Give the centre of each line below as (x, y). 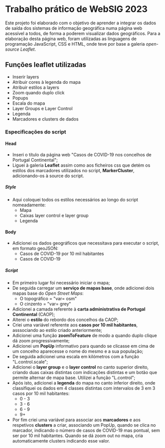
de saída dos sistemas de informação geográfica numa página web (74, 28)
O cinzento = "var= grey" (45, 304)
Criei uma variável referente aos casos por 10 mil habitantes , (75, 325)
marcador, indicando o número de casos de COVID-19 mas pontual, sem (86, 431)
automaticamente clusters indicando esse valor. (61, 441)
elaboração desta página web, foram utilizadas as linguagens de (71, 39)
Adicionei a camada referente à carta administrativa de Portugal (79, 309)
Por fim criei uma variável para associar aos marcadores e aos (76, 420)
